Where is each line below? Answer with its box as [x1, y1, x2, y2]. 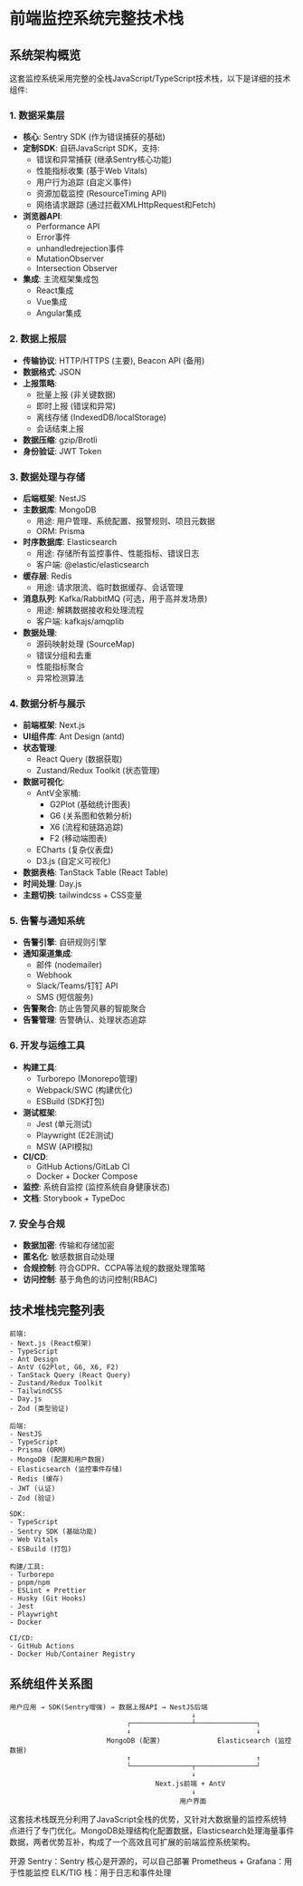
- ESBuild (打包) [9, 1544, 72, 1553]
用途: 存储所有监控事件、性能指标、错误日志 [35, 548, 200, 559]
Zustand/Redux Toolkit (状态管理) [35, 765, 160, 776]
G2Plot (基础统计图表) [49, 799, 131, 810]
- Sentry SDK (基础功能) [9, 1527, 98, 1536]
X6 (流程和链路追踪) [49, 821, 124, 832]
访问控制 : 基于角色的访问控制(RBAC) [22, 1274, 158, 1285]
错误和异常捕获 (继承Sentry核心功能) [35, 154, 173, 165]
